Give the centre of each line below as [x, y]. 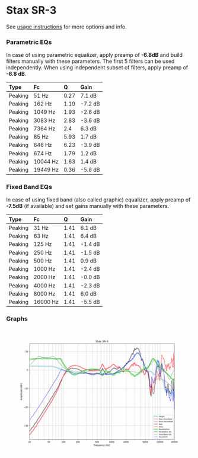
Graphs [17, 319]
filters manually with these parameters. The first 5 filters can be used [90, 61]
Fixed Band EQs [29, 187]
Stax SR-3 [31, 10]
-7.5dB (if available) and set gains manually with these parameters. [88, 206]
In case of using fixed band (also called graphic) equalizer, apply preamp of [98, 200]
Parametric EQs [29, 42]
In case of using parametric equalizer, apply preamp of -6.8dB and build [94, 55]
